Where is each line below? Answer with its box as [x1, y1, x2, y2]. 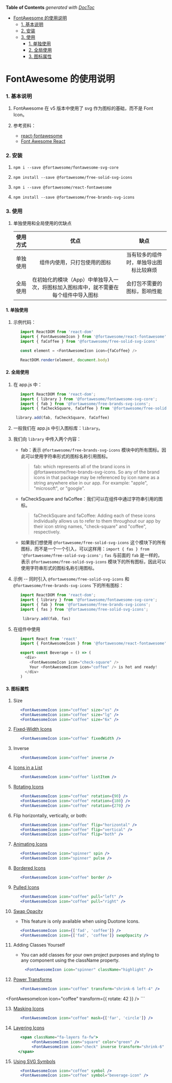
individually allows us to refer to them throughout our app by [33, 518, 161, 524]
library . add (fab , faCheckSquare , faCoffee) [15, 415, 110, 421]
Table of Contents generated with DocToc [6, 5, 95, 10]
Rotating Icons [13, 784, 44, 790]
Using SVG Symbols [13, 1058, 56, 1065]
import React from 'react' [20, 636, 78, 641]
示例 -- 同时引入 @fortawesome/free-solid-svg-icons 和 [13, 576, 130, 582]
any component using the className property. [20, 957, 120, 964]
